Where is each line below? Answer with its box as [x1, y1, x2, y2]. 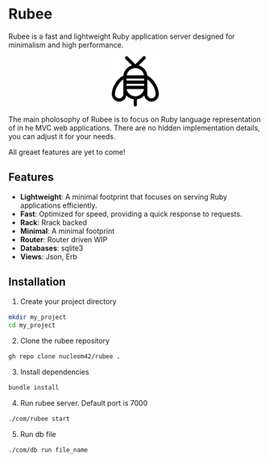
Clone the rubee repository [19, 336, 110, 346]
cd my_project [8, 321, 56, 330]
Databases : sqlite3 [19, 243, 84, 253]
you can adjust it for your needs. [8, 131, 116, 141]
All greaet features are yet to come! [8, 146, 126, 157]
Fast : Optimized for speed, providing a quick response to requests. [19, 208, 243, 218]
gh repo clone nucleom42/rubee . [8, 353, 121, 361]
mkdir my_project [8, 313, 67, 321]
